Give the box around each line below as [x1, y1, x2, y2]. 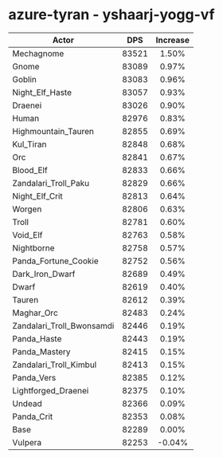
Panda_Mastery [12, 345, 71, 357]
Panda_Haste [12, 333, 62, 344]
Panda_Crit [12, 411, 53, 422]
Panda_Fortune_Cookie [12, 255, 99, 267]
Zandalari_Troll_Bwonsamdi [12, 320, 115, 331]
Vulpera [12, 436, 42, 448]
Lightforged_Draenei [12, 385, 89, 396]
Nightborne [12, 242, 55, 253]
